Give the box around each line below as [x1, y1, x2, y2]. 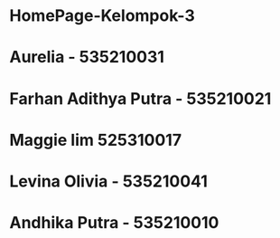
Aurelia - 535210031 [9, 47, 165, 68]
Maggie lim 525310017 [9, 129, 182, 150]
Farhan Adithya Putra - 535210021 [9, 88, 272, 109]
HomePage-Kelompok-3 [9, 5, 196, 26]
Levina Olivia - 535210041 [9, 171, 208, 191]
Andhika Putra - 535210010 [9, 213, 219, 233]
